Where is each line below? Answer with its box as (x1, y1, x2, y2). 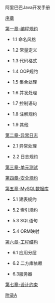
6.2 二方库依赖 (12, 260, 42, 266)
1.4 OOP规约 (12, 68, 38, 74)
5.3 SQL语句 (12, 218, 38, 223)
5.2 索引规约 (12, 207, 38, 213)
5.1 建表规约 (12, 196, 37, 202)
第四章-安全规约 (5, 175, 38, 181)
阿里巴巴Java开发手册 (5, 5, 50, 10)
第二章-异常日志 (5, 132, 38, 138)
